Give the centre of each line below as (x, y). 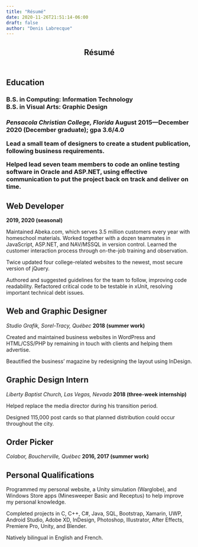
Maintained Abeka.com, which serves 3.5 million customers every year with (98, 232)
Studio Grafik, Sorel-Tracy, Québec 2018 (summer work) (76, 325)
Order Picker (30, 442)
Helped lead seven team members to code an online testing (93, 165)
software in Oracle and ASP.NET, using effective (77, 172)
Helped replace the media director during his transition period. (82, 406)
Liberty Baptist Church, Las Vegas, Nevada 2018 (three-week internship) (97, 394)
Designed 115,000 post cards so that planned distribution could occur (91, 417)
